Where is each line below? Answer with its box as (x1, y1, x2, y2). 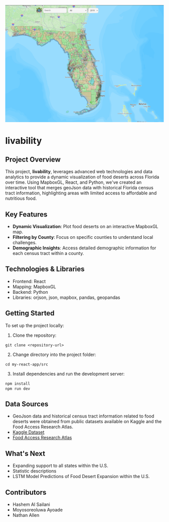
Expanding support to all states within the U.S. (12, 462, 109, 469)
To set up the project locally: (5, 322, 64, 328)
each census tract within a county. (12, 250, 84, 256)
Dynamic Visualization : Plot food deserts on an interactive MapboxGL (12, 223, 158, 229)
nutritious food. (5, 195, 37, 201)
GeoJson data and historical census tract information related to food (12, 413, 154, 419)
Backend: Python (12, 289, 48, 295)
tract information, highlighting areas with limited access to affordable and (5, 190, 157, 196)
